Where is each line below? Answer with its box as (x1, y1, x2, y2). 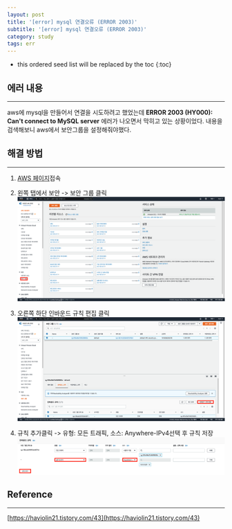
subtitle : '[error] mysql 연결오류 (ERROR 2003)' (7, 26, 147, 33)
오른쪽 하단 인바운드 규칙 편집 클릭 (17, 309, 110, 317)
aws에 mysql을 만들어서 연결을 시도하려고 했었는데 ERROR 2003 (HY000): (7, 108, 213, 116)
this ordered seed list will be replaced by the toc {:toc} (17, 60, 172, 69)
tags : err (7, 40, 36, 48)
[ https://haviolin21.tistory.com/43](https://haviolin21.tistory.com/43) (7, 513, 200, 522)
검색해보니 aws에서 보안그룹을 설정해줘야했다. (7, 125, 132, 134)
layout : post (7, 11, 45, 18)
